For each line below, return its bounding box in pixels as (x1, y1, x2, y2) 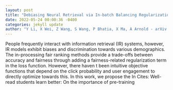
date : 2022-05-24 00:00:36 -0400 (5, 17, 77, 22)
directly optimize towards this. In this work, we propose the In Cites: (5, 74, 149, 80)
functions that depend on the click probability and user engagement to (5, 68, 155, 75)
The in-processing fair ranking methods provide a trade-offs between (5, 52, 153, 58)
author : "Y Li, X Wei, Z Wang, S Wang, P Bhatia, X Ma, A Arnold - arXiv (5, 27, 167, 32)
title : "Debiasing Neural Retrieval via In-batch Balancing (5, 12, 137, 17)
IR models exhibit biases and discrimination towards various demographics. (5, 46, 166, 52)
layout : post (5, 7, 33, 13)
